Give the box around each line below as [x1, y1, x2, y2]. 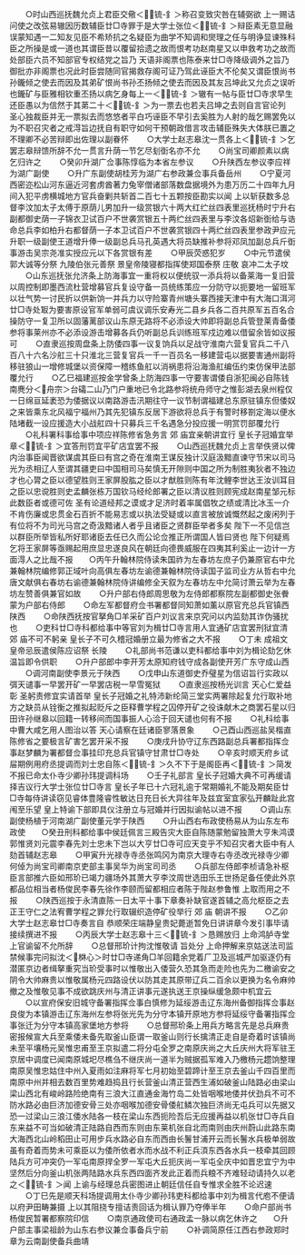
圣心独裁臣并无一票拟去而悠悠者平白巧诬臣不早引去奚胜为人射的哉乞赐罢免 [9, 111, 288, 122]
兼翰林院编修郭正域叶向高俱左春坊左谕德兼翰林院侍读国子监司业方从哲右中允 [9, 565, 296, 576]
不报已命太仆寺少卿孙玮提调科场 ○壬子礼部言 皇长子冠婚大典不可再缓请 [9, 770, 292, 781]
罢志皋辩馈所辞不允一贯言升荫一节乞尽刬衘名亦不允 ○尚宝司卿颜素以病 [9, 145, 290, 155]
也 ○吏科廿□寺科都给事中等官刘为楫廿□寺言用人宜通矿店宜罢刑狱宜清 [9, 623, 289, 632]
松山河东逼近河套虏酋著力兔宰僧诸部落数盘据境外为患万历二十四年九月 [33, 179, 296, 190]
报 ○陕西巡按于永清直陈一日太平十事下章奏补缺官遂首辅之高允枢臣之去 [9, 895, 290, 905]
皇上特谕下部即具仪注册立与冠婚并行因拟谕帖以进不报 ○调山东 [43, 804, 292, 814]
